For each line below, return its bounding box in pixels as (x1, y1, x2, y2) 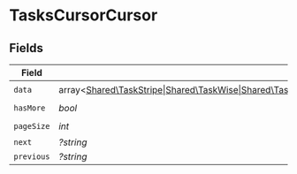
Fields (9, 41, 44, 56)
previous (13, 152, 50, 162)
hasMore (13, 102, 46, 113)
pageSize (13, 121, 50, 131)
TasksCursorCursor (9, 5, 158, 26)
